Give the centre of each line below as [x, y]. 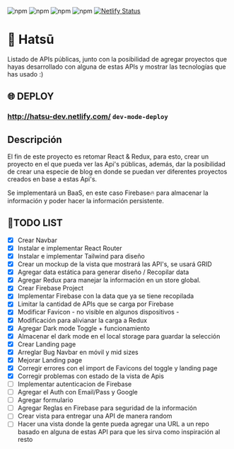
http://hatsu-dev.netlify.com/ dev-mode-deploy [88, 117]
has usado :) [25, 74]
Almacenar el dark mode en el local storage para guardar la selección [119, 336]
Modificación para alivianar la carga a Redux [82, 320]
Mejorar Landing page [50, 360]
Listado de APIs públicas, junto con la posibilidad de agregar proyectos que [117, 59]
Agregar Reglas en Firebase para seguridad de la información [107, 408]
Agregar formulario [45, 400]
